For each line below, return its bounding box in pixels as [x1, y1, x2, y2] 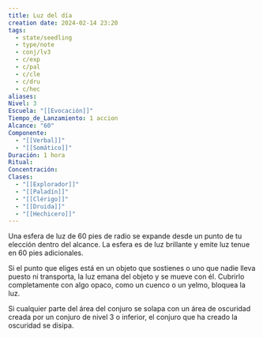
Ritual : [8, 159, 34, 167]
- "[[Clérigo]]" [15, 195, 69, 203]
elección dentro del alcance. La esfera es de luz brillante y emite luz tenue [8, 240, 250, 250]
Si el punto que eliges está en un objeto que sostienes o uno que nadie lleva [8, 264, 256, 273]
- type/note [15, 41, 55, 49]
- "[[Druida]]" [15, 202, 66, 210]
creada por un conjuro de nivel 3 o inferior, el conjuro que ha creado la [8, 313, 238, 322]
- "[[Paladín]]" [15, 187, 69, 196]
